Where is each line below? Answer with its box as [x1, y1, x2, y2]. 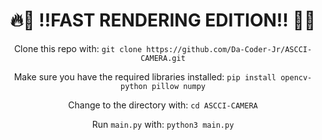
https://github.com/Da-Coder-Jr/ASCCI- [146, 44, 313, 54]
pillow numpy [151, 81, 207, 91]
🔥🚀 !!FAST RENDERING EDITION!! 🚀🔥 [9, 9, 317, 32]
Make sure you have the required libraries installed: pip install [13, 70, 277, 83]
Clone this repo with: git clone [13, 42, 143, 54]
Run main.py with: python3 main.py [91, 118, 235, 130]
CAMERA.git [140, 53, 186, 63]
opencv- [280, 72, 313, 83]
